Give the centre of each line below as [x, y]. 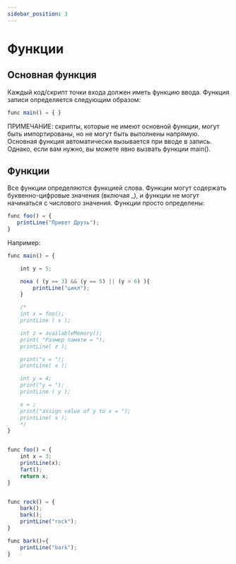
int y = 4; [36, 379]
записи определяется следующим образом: [74, 99]
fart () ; [31, 469]
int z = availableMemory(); [61, 333]
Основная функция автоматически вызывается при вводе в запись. [110, 141]
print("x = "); [42, 359]
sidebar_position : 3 [38, 14]
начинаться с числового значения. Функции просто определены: [106, 203]
